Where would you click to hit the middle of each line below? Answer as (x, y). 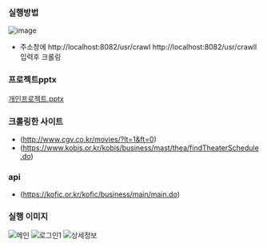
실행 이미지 (28, 217)
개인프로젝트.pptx (36, 98)
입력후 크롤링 (40, 57)
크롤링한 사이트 (36, 122)
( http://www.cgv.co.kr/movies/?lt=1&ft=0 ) (88, 139)
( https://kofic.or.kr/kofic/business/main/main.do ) (100, 194)
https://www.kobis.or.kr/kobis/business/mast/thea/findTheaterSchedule (141, 147)
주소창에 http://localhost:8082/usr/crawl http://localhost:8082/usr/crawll (138, 47)
